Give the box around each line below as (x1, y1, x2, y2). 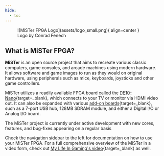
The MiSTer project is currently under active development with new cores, (5, 120, 155, 126)
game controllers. (5, 80, 41, 86)
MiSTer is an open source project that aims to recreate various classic (5, 59, 147, 66)
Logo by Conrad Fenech (17, 32, 66, 38)
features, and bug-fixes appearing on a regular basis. (5, 126, 113, 131)
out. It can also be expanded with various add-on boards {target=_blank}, (5, 101, 153, 106)
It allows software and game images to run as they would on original (5, 70, 143, 76)
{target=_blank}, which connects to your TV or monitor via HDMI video (16, 95, 158, 101)
